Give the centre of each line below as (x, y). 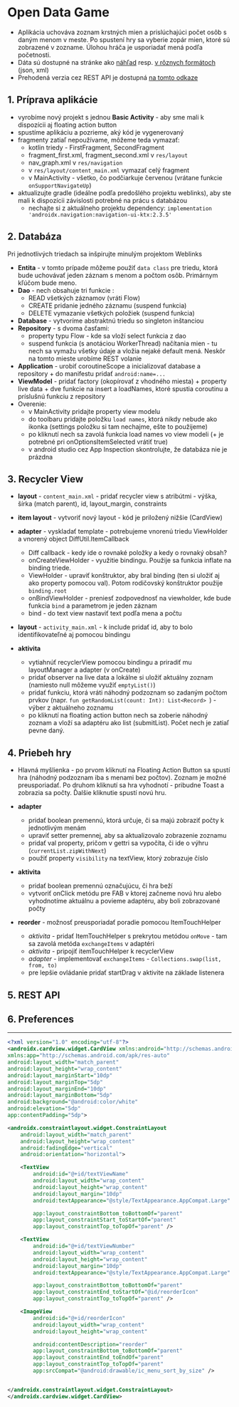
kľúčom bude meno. (47, 283)
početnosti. (34, 55)
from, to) (43, 966)
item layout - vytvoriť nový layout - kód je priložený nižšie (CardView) (120, 518)
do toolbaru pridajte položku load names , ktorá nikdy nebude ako (123, 419)
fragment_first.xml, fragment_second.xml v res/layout (108, 155)
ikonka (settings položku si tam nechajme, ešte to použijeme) (118, 426)
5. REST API (34, 995)
